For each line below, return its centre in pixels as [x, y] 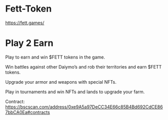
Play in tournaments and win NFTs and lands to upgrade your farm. [75, 92]
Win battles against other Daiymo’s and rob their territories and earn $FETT [83, 67]
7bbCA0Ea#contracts [28, 112]
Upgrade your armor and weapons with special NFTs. [61, 82]
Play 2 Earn [29, 43]
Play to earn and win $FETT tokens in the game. [55, 57]
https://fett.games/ [25, 23]
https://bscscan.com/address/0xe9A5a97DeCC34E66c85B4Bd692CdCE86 [84, 107]
